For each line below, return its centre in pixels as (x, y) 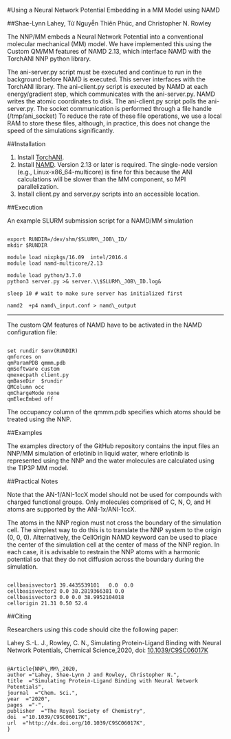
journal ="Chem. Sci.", (43, 693)
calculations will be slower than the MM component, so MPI (101, 179)
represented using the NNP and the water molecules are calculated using (111, 460)
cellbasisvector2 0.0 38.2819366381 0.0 (66, 591)
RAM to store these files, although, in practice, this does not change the (109, 123)
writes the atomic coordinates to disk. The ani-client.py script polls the (107, 101)
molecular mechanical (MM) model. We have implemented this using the (109, 44)
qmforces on (24, 357)
